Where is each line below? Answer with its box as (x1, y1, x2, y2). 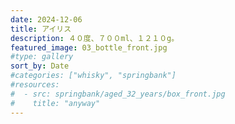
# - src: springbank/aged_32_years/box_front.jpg (10, 89, 226, 99)
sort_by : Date (10, 61, 70, 71)
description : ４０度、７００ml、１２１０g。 (10, 33, 180, 43)
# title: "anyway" (10, 98, 101, 108)
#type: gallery (10, 52, 74, 62)
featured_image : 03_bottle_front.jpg (10, 42, 168, 53)
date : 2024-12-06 (10, 14, 83, 25)
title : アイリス (10, 24, 72, 34)
